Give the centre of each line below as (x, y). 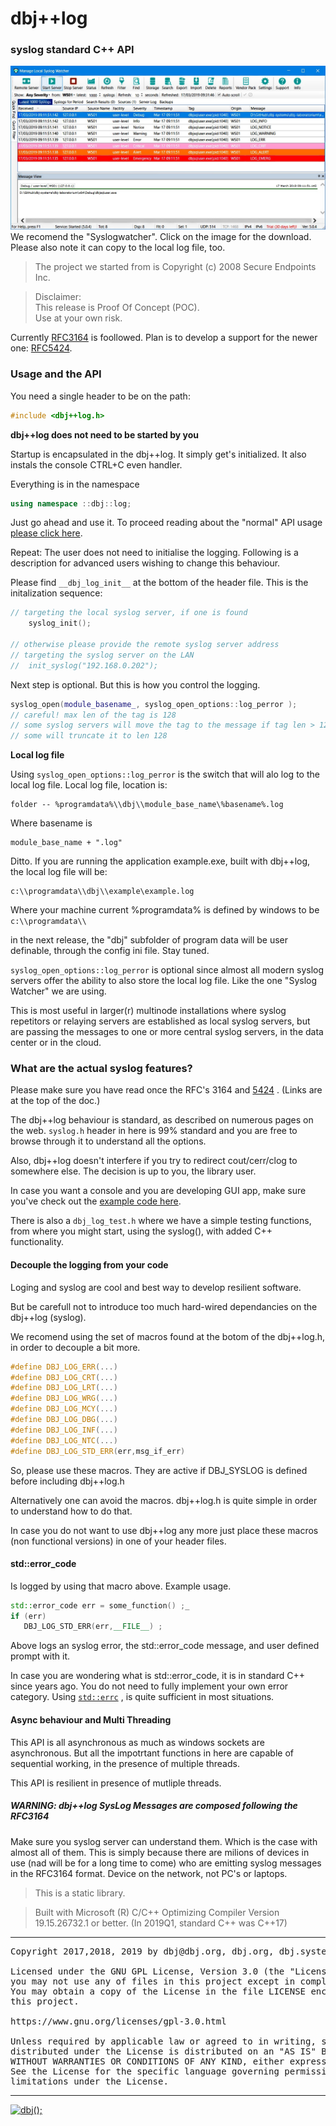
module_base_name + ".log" (66, 843)
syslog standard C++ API (72, 50)
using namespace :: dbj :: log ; (71, 503)
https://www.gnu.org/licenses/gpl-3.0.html (118, 2021)
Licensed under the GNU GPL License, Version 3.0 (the (147, 1971)
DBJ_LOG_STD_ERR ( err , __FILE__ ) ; (93, 1627)
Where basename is (51, 823)
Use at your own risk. (78, 318)
